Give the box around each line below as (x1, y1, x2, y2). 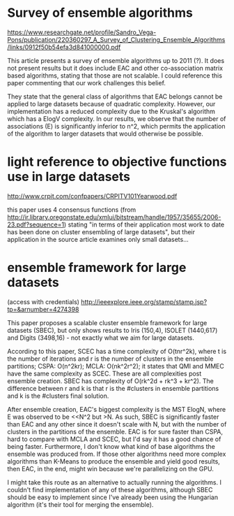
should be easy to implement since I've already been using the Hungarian (7, 493, 218, 501)
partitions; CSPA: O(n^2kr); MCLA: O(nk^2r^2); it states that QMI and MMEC (7, 361, 225, 370)
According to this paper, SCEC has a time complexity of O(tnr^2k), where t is (7, 347, 227, 355)
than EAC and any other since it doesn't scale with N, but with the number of (7, 420, 227, 428)
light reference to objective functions (7, 154, 227, 170)
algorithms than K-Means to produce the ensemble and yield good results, (7, 457, 221, 466)
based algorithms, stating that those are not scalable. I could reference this (7, 71, 223, 80)
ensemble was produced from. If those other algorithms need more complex (7, 450, 226, 458)
